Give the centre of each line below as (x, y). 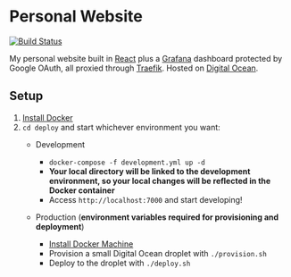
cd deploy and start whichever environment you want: (121, 127)
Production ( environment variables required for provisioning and (157, 217)
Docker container (82, 190)
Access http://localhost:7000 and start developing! (145, 199)
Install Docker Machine (91, 244)
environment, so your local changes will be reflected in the (160, 180)
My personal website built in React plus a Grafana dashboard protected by (146, 58)
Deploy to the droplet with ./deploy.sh (120, 263)
